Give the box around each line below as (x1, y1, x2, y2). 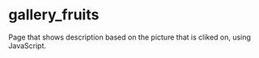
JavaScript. (8, 40, 47, 50)
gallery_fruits (8, 6, 100, 24)
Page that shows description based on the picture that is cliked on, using (8, 32, 251, 42)
